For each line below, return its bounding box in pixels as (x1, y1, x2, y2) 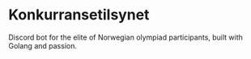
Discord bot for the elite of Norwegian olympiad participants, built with (8, 32, 243, 42)
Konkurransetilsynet (8, 6, 150, 24)
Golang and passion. (8, 40, 77, 50)
